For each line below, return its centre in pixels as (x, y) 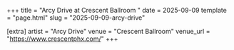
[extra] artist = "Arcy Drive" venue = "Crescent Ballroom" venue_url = (108, 31)
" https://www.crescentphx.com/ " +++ (62, 39)
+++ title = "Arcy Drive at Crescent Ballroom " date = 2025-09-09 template (117, 10)
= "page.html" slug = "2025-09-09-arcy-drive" (76, 18)
